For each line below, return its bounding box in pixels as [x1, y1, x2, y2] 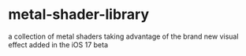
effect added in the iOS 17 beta [8, 39, 109, 49]
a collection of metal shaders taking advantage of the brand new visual [8, 32, 239, 41]
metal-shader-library [8, 6, 150, 24]
